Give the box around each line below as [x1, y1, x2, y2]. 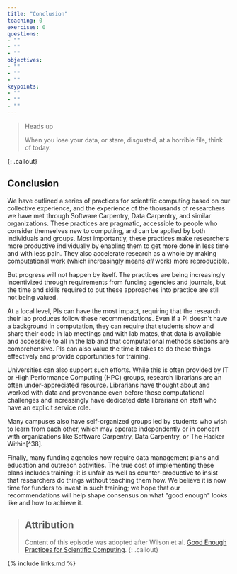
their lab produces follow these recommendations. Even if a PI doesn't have [7, 314, 228, 322]
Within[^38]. [7, 439, 43, 448]
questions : [7, 30, 40, 38]
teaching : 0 [7, 17, 42, 24]
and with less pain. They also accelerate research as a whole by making [7, 249, 217, 257]
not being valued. [7, 293, 59, 301]
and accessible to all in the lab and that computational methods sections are [7, 337, 229, 345]
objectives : [7, 57, 42, 64]
